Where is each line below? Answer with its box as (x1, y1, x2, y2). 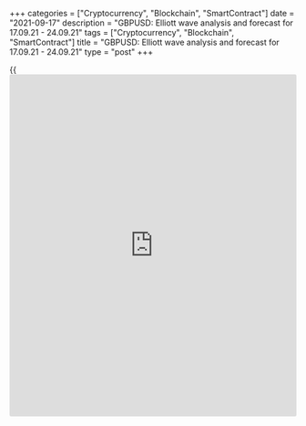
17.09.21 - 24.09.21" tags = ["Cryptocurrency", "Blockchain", (9, 27, 235, 37)
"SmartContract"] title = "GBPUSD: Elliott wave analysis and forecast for (9, 36, 280, 47)
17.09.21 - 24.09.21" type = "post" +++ (9, 47, 154, 57)
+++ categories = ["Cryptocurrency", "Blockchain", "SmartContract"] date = (9, 8, 295, 18)
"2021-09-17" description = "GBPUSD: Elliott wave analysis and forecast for (9, 17, 294, 28)
